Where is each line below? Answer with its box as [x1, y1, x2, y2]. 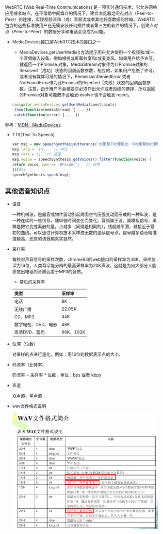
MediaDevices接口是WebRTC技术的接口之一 [12, 39, 101, 45]
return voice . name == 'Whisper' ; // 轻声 [12, 162, 100, 167]
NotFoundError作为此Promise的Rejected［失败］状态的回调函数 [19, 80, 147, 85]
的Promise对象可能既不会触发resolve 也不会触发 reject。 [19, 92, 132, 97]
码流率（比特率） [12, 362, 47, 368]
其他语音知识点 [5, 187, 50, 196]
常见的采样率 [19, 279, 45, 285]
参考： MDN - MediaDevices [5, 122, 61, 128]
